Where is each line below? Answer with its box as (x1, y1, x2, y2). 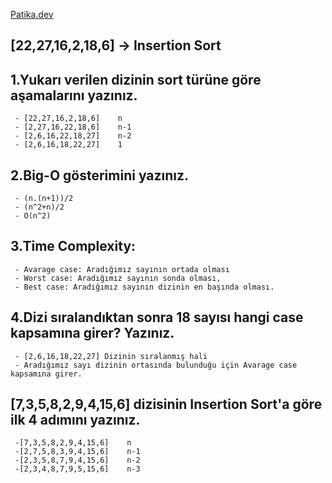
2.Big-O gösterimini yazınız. (10, 167, 190, 184)
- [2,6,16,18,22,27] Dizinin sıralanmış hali (14, 351, 208, 361)
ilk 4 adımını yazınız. (10, 412, 141, 429)
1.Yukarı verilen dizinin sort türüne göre (10, 71, 262, 88)
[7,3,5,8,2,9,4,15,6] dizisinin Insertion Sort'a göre (10, 396, 323, 413)
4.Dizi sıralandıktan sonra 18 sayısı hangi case (10, 309, 304, 326)
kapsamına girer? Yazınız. (10, 325, 175, 342)
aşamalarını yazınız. (10, 87, 138, 104)
